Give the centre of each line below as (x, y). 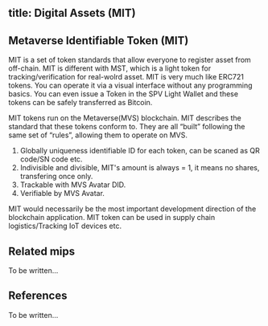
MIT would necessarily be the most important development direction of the (132, 209)
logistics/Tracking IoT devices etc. (65, 226)
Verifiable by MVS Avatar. (62, 194)
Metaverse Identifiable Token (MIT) (99, 41)
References (38, 296)
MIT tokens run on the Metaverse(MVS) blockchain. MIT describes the (125, 118)
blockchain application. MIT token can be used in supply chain (112, 218)
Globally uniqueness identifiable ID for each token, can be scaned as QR (140, 151)
